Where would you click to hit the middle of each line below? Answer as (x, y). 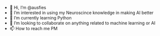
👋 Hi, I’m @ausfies (28, 8)
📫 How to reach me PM (33, 28)
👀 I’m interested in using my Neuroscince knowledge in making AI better (81, 13)
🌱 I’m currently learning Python (40, 18)
